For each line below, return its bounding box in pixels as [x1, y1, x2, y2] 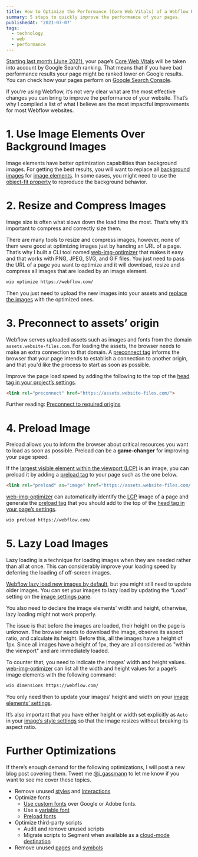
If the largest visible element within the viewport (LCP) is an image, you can [6, 465, 190, 472]
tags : [6, 25, 19, 31]
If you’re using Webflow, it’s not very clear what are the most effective [6, 88, 176, 95]
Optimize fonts [14, 794, 51, 801]
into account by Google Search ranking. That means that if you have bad [6, 64, 183, 71]
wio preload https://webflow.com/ [6, 517, 91, 523]
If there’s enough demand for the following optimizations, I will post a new [6, 763, 186, 770]
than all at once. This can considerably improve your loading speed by [6, 563, 177, 570]
